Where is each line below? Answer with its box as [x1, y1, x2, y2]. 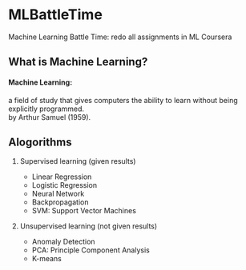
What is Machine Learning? [8, 55, 148, 69]
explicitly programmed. [8, 104, 85, 113]
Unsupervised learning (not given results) [19, 221, 158, 231]
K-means [31, 254, 63, 264]
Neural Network [31, 189, 85, 199]
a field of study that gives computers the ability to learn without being [8, 95, 238, 105]
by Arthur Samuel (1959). [8, 112, 91, 121]
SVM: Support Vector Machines [31, 206, 136, 216]
